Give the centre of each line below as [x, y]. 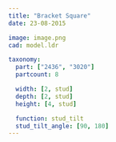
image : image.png [37, 38]
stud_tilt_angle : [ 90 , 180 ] [62, 126]
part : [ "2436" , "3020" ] [55, 67]
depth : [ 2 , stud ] [44, 96]
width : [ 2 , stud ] [44, 89]
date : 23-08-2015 [37, 23]
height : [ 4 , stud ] [46, 104]
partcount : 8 [37, 75]
